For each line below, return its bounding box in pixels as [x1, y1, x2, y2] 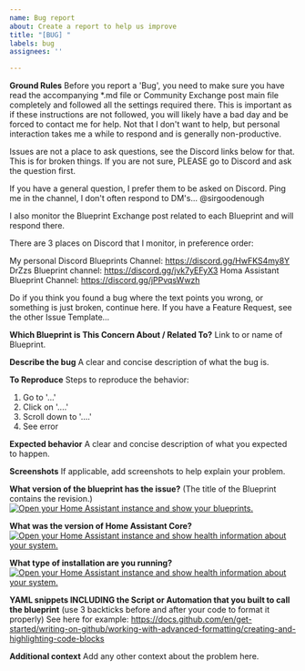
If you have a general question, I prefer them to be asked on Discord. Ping [9, 183, 287, 194]
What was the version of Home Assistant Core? [9, 521, 193, 532]
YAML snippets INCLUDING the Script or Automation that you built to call [9, 595, 290, 605]
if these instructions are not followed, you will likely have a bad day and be [9, 109, 289, 120]
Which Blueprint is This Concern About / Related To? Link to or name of [9, 330, 283, 341]
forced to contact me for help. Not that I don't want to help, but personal [9, 119, 280, 130]
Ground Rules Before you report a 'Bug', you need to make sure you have [9, 80, 285, 91]
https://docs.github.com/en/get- [130, 614, 252, 625]
